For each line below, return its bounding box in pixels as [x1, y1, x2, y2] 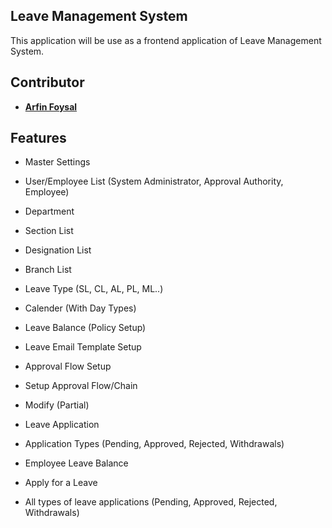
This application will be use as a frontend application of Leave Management [10, 34, 322, 46]
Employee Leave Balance [24, 457, 129, 469]
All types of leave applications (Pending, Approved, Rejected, [24, 496, 278, 508]
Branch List [24, 264, 72, 276]
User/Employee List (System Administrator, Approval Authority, [24, 175, 284, 188]
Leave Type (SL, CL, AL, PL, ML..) [24, 283, 164, 295]
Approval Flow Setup [24, 360, 112, 373]
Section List [24, 225, 74, 237]
